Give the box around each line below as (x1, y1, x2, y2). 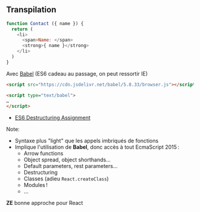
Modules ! (23, 182, 48, 189)
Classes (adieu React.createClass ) (23, 175, 109, 182)
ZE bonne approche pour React (6, 199, 83, 207)
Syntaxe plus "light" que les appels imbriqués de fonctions (14, 137, 159, 145)
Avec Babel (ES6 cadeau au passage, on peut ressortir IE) (6, 70, 148, 77)
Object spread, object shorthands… (23, 156, 111, 163)
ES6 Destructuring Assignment (14, 114, 91, 121)
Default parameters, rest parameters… (23, 163, 118, 170)
